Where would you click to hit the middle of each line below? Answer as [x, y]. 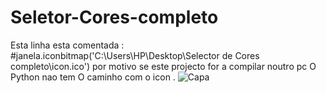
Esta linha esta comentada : [67, 45]
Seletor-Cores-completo [114, 17]
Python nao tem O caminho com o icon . [93, 77]
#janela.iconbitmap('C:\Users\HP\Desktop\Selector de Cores [135, 55]
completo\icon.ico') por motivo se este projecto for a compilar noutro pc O [163, 66]
